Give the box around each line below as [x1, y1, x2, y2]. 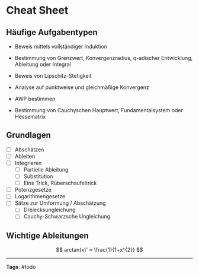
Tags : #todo [6, 264, 36, 271]
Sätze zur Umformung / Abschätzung [14, 199, 106, 207]
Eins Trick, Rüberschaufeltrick [23, 179, 97, 187]
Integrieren [14, 159, 42, 166]
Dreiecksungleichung [23, 206, 76, 214]
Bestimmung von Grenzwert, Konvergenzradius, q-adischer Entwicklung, [14, 55, 193, 61]
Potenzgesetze [14, 186, 52, 193]
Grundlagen [6, 130, 52, 140]
